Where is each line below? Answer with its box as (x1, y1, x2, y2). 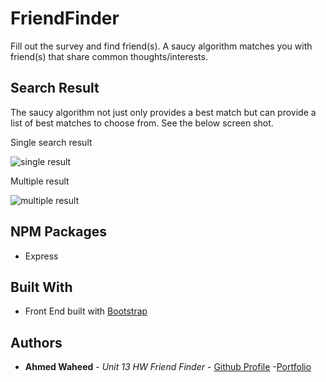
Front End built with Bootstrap (24, 305, 148, 317)
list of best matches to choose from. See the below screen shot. (10, 117, 274, 129)
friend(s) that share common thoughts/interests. (10, 50, 208, 62)
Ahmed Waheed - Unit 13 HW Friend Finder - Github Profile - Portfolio (24, 361, 312, 373)
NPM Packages (10, 223, 107, 241)
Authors (10, 334, 63, 351)
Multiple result (10, 175, 70, 187)
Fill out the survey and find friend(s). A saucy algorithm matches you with (10, 40, 313, 52)
